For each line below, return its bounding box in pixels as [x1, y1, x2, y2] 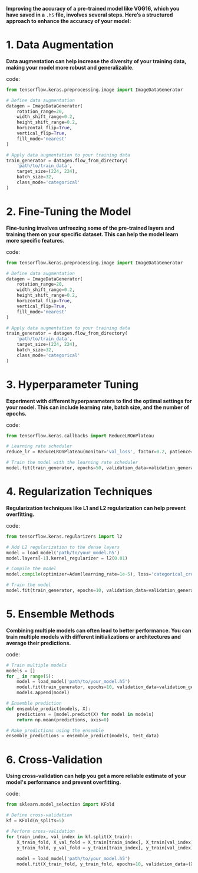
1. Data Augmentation [6, 38, 114, 52]
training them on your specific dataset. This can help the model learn [6, 230, 179, 238]
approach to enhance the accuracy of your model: [6, 18, 131, 24]
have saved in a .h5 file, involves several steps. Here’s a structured [6, 11, 173, 18]
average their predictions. [6, 639, 71, 646]
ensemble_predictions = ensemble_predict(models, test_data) [6, 733, 160, 739]
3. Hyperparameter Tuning [6, 378, 139, 391]
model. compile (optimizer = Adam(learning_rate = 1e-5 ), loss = [6, 571, 151, 577]
